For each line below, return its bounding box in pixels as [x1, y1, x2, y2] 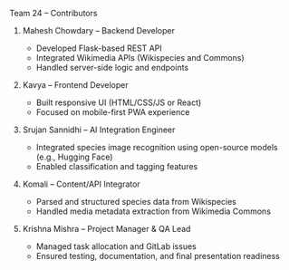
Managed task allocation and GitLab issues [35, 241, 197, 252]
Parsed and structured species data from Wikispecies [35, 197, 237, 207]
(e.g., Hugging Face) [35, 151, 113, 162]
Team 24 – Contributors [9, 8, 98, 18]
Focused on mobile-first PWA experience [35, 107, 190, 117]
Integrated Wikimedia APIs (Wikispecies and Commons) [35, 53, 245, 63]
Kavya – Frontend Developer [22, 80, 129, 90]
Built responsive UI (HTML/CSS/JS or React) [35, 97, 202, 108]
